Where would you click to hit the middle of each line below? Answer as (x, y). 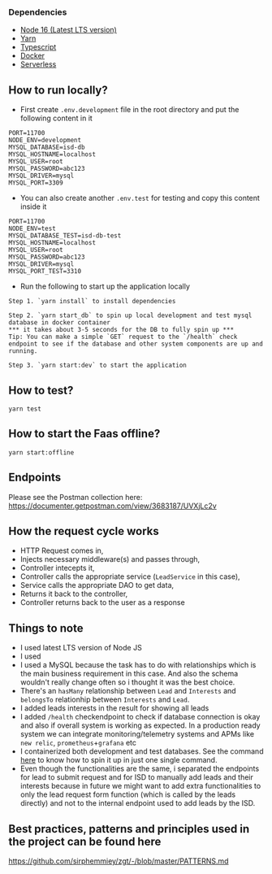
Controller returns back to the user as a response (102, 602)
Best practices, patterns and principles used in (129, 829)
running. (23, 351)
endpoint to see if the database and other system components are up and (136, 344)
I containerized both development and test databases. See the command (142, 751)
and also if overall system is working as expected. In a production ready (140, 725)
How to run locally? (58, 90)
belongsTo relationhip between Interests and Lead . (105, 700)
